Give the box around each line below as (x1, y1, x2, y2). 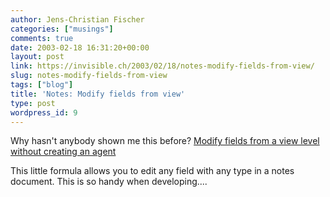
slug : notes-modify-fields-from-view (10, 71, 168, 81)
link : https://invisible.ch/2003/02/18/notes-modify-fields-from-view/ (10, 61, 315, 71)
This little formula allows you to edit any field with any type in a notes (10, 165, 295, 177)
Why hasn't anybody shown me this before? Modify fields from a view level (10, 135, 320, 147)
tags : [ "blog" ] (10, 80, 74, 90)
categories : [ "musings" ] (10, 24, 114, 34)
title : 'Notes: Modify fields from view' (10, 89, 186, 99)
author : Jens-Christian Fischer (10, 14, 145, 25)
